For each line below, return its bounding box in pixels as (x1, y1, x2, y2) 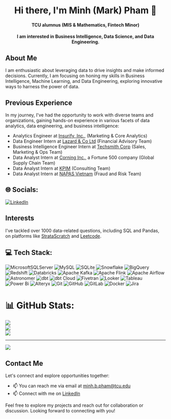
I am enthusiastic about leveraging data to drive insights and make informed (5, 67, 164, 74)
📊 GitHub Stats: (5, 299, 75, 311)
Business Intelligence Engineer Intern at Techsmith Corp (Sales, (12, 144, 147, 150)
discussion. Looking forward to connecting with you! (5, 408, 116, 414)
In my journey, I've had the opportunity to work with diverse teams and (5, 112, 154, 118)
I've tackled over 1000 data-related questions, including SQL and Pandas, (5, 227, 159, 234)
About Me (5, 54, 37, 62)
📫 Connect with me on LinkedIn (12, 390, 80, 397)
